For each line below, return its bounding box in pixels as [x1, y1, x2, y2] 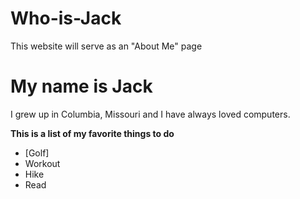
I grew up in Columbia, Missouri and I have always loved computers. [10, 108, 291, 120]
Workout [24, 157, 61, 169]
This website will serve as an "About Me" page [10, 40, 203, 52]
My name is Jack [10, 75, 153, 98]
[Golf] [24, 147, 50, 159]
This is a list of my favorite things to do [10, 127, 175, 139]
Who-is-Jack [10, 7, 122, 30]
